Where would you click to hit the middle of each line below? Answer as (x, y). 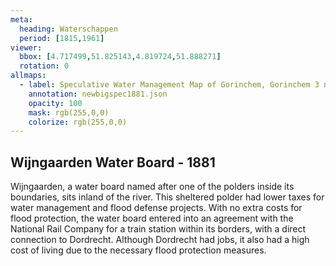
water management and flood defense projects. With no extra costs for (156, 208)
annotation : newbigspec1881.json (98, 94)
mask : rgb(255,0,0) (69, 112)
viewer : (26, 47)
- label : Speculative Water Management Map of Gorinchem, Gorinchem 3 (169, 85)
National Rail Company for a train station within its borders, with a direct (158, 229)
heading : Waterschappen (68, 29)
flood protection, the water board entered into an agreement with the (152, 218)
